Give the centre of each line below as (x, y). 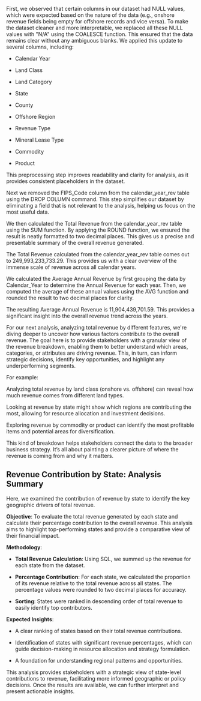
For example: (22, 377)
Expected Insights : (30, 619)
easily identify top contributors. (54, 607)
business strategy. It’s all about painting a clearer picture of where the (92, 449)
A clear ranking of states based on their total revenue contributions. (98, 631)
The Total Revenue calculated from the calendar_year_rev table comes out (98, 254)
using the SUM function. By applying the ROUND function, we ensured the (98, 230)
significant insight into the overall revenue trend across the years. (87, 316)
